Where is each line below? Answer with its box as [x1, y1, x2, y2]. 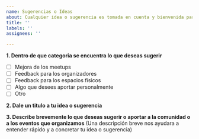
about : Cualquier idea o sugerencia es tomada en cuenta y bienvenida [6, 14, 184, 20]
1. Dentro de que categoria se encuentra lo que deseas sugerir [6, 52, 162, 59]
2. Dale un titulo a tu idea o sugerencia [6, 102, 102, 109]
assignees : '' [6, 31, 41, 37]
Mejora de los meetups [14, 63, 71, 71]
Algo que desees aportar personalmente [14, 83, 114, 90]
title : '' [6, 20, 31, 25]
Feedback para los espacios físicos [14, 77, 101, 84]
